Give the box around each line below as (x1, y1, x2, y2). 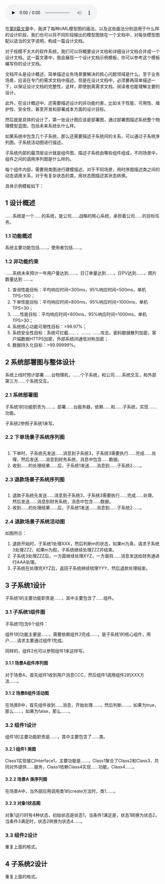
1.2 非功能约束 (5, 258, 39, 265)
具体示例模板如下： (5, 183, 44, 189)
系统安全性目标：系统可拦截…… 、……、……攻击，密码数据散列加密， (12, 330, 152, 336)
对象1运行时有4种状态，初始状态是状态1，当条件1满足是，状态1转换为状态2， (5, 812, 160, 818)
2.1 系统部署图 (5, 392, 38, 398)
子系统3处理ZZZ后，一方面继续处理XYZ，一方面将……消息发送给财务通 (12, 553, 156, 559)
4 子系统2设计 (5, 859, 48, 868)
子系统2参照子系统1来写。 (5, 420, 57, 426)
